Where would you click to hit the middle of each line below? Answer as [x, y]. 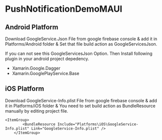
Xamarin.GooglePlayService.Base [46, 73]
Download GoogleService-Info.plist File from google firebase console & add [81, 100]
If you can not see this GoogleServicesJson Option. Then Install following [79, 53]
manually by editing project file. [37, 111]
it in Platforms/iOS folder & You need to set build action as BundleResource [80, 106]
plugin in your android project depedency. [47, 59]
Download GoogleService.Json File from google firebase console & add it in [81, 39]
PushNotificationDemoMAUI [64, 9]
